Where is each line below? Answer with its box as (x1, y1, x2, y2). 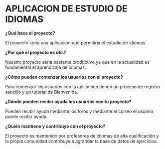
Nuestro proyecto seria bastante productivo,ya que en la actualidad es (5, 59, 150, 65)
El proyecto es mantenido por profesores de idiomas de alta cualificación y (5, 133, 159, 139)
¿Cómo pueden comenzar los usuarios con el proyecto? (5, 74, 123, 80)
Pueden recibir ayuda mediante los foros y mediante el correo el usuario (5, 108, 154, 114)
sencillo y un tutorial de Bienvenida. (5, 89, 78, 95)
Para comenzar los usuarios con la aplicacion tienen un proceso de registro (5, 83, 161, 90)
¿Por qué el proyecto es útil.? (5, 49, 66, 55)
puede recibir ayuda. (5, 113, 48, 120)
